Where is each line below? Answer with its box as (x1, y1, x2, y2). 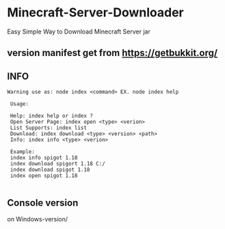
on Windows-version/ (7, 215, 68, 223)
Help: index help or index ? (10, 113, 94, 120)
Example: (10, 148, 36, 155)
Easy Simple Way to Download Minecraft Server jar (7, 27, 150, 36)
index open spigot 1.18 (10, 172, 78, 179)
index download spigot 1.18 (10, 166, 90, 174)
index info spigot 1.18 (10, 154, 78, 161)
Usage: (10, 100, 29, 107)
